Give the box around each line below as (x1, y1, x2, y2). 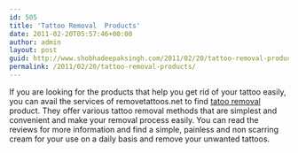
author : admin (9, 37, 62, 47)
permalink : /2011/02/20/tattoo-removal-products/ (9, 63, 197, 72)
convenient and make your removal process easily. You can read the (9, 114, 259, 125)
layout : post (9, 46, 58, 55)
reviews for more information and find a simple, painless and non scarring (9, 124, 279, 134)
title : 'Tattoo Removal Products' (9, 21, 141, 30)
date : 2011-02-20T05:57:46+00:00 (9, 29, 133, 38)
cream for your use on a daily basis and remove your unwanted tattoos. (9, 134, 271, 144)
